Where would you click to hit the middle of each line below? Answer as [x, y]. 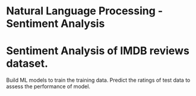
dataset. [27, 64]
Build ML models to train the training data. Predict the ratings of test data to [98, 80]
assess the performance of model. [48, 86]
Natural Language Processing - [85, 11]
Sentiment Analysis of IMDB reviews [98, 51]
